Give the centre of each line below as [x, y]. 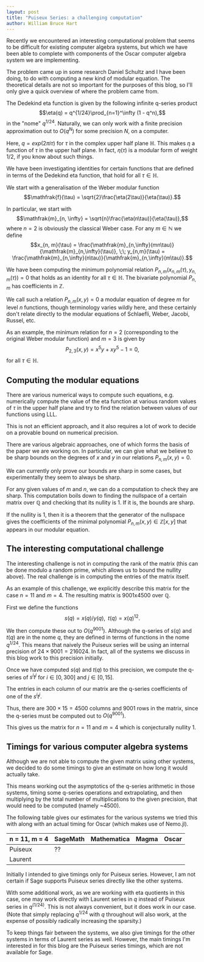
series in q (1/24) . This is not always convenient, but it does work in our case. [101, 906]
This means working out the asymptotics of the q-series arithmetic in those [100, 786]
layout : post [23, 12]
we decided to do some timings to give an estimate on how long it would [97, 768]
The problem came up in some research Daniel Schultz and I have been [96, 72]
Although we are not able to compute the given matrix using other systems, [101, 762]
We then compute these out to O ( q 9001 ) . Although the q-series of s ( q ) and [99, 630]
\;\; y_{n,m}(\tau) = [142, 251]
